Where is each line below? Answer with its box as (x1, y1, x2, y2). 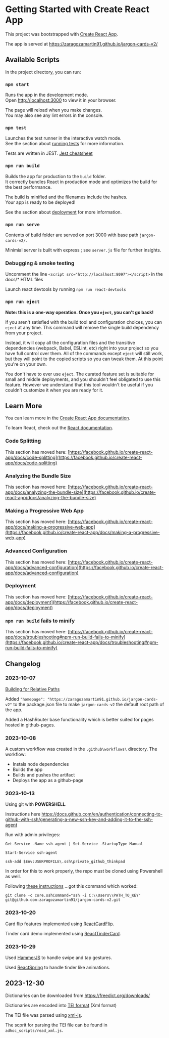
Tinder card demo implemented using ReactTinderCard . (5, 930, 121, 936)
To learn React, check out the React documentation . (5, 425, 114, 431)
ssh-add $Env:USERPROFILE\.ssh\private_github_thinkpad (5, 859, 125, 864)
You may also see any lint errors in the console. (5, 112, 103, 118)
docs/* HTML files (5, 277, 43, 283)
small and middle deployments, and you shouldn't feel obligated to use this (5, 376, 161, 382)
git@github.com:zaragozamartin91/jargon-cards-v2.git (5, 897, 121, 902)
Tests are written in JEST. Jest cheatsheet (5, 150, 93, 156)
